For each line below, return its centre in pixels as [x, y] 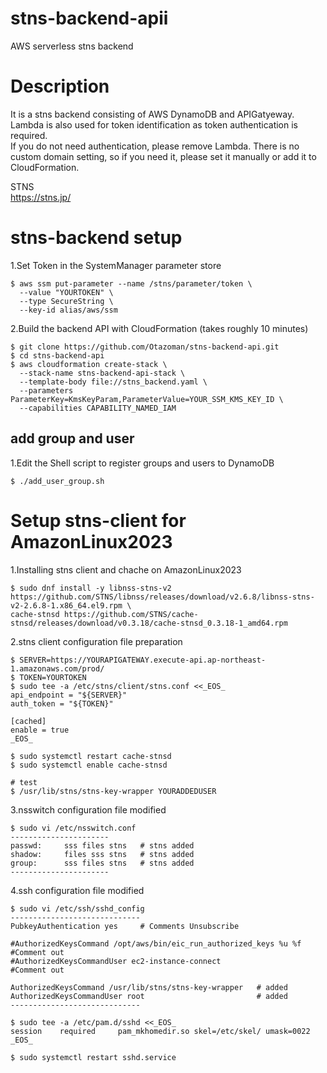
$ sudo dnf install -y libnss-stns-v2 [91, 588]
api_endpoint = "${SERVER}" [69, 695]
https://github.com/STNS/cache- [131, 614]
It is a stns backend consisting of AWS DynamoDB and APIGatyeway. [152, 114]
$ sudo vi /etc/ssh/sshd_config [77, 908]
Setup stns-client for [98, 520]
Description [60, 86]
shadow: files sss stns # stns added [102, 854]
